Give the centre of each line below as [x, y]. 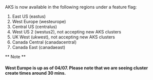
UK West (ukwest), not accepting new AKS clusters [64, 37]
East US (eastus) [29, 16]
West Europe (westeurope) [39, 22]
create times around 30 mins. [36, 73]
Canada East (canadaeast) [39, 47]
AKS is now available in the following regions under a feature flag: [71, 7]
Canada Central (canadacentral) [44, 42]
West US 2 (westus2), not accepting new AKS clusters [67, 32]
